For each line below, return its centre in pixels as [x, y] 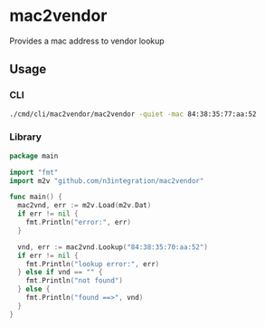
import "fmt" [34, 172]
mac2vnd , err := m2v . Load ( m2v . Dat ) [85, 206]
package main [34, 156]
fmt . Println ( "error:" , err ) [78, 223]
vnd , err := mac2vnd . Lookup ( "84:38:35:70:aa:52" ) [113, 247]
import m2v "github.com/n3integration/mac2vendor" [107, 181]
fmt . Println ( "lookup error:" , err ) [93, 264]
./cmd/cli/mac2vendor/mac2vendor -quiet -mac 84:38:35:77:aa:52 [133, 114]
